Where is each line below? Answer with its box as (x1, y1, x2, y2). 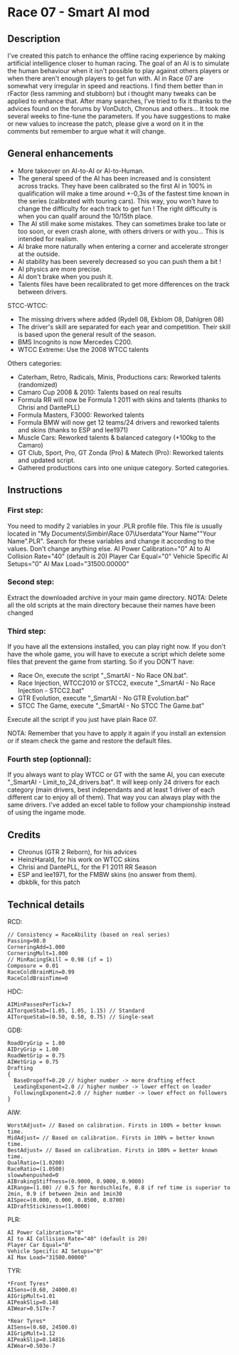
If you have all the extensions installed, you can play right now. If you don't (7, 642, 226, 651)
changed (7, 608, 33, 617)
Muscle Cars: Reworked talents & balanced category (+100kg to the (17, 433, 216, 442)
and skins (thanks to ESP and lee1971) (17, 425, 129, 434)
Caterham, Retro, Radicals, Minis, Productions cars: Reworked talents (17, 373, 221, 381)
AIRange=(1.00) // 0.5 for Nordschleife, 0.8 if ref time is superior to (7, 1184, 231, 1191)
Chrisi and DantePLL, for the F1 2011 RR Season (17, 863, 157, 871)
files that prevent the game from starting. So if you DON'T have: (7, 657, 194, 666)
